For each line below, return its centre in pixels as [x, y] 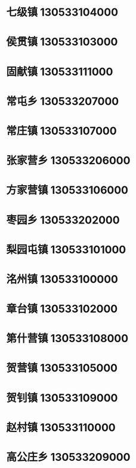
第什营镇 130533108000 [67, 339]
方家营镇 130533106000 [67, 190]
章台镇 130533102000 [62, 309]
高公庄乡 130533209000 [68, 457]
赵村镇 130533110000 [61, 428]
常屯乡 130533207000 [63, 101]
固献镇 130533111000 [60, 72]
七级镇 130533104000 [62, 12]
